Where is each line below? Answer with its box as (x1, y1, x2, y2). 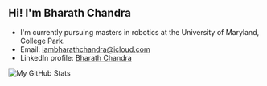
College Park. (19, 36, 66, 45)
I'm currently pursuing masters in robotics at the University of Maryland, (19, 27, 260, 37)
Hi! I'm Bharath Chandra (8, 6, 131, 20)
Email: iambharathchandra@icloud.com (19, 44, 150, 54)
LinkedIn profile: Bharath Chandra (19, 53, 133, 62)
